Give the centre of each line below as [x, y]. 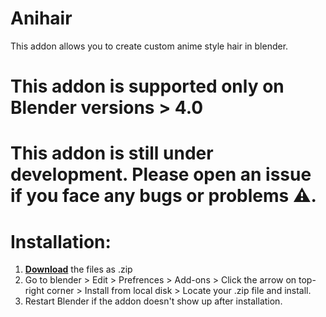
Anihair [41, 18]
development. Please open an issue [161, 174]
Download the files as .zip [78, 269]
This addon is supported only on [147, 86]
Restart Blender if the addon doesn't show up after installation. [153, 301]
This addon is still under [112, 153]
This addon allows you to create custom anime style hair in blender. [149, 46]
